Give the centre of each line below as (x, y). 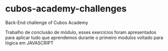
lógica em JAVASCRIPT (30, 42)
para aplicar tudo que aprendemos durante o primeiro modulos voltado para (84, 37)
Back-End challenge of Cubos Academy (47, 22)
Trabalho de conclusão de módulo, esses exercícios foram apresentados (81, 32)
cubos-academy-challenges (66, 9)
